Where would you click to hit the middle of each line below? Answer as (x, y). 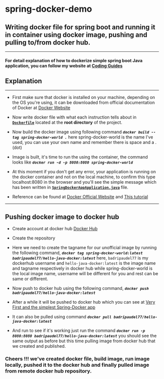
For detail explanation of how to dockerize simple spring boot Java (74, 60)
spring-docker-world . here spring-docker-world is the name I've (87, 137)
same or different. (30, 279)
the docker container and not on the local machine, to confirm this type (84, 177)
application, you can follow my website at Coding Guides (64, 66)
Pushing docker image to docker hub (62, 217)
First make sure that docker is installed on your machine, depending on (83, 97)
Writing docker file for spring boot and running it (80, 27)
